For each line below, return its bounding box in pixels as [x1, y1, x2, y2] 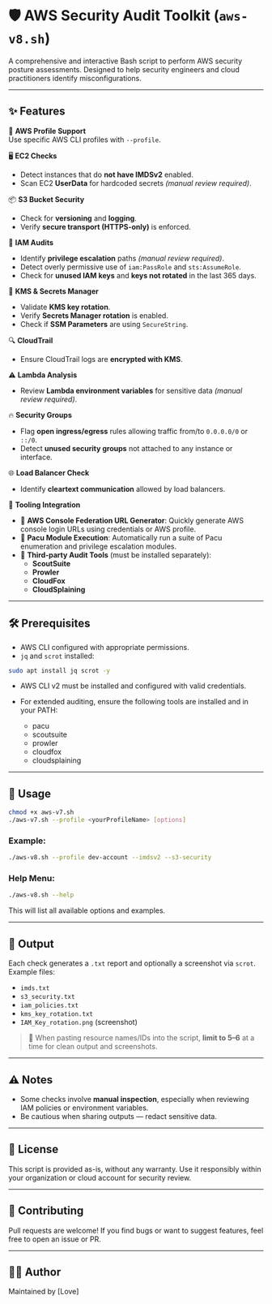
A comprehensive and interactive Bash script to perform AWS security [8, 56, 243, 66]
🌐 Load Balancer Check [8, 467, 90, 477]
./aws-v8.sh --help [8, 891, 74, 899]
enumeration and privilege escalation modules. [19, 541, 177, 551]
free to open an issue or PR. [8, 1234, 101, 1244]
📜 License [8, 1143, 59, 1156]
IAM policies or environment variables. [19, 1103, 149, 1112]
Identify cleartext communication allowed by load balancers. [19, 484, 226, 493]
